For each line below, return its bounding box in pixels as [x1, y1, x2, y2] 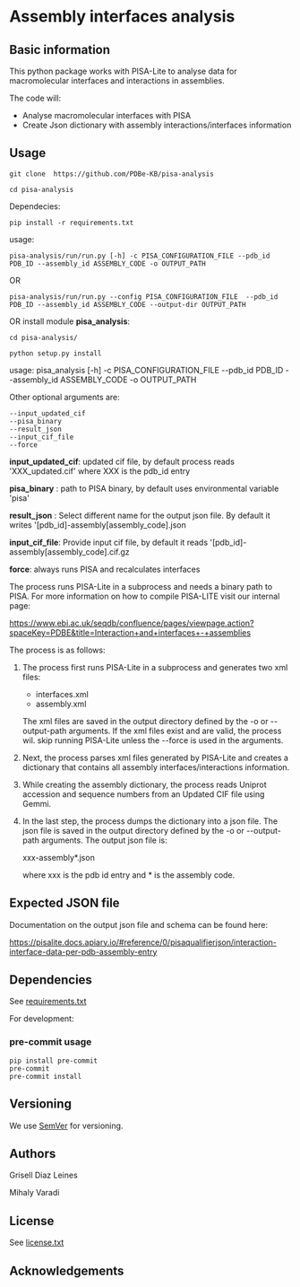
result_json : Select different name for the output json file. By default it [9, 510, 270, 521]
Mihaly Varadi [9, 1187, 60, 1198]
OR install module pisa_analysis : [9, 316, 131, 327]
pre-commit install [9, 1072, 82, 1081]
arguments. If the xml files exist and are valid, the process [68, 725, 282, 736]
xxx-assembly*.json [21, 852, 96, 862]
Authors [9, 1146, 56, 1161]
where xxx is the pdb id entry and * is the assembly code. [21, 869, 236, 880]
